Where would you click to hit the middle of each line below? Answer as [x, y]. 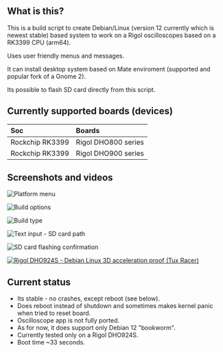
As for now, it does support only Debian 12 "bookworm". [96, 328]
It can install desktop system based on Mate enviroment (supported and [109, 69]
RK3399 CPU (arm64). [39, 42]
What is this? [36, 11]
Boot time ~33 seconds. [51, 342]
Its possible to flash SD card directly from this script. [81, 89]
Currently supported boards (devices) [90, 112]
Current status [39, 282]
